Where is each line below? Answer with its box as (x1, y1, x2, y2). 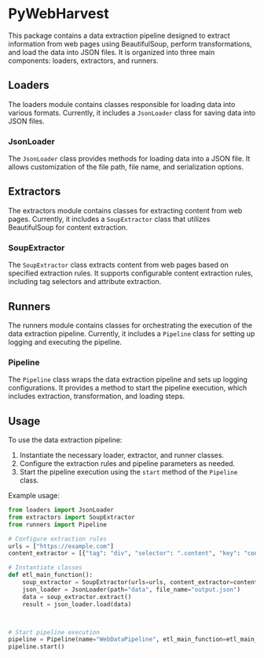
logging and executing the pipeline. (8, 337, 123, 346)
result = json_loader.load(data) (22, 600, 132, 608)
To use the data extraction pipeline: (8, 435, 123, 445)
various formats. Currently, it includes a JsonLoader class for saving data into (8, 108, 256, 117)
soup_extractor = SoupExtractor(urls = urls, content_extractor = (22, 579, 234, 586)
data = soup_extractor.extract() (22, 593, 132, 601)
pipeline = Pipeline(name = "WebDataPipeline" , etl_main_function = (8, 635, 226, 644)
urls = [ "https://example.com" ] (8, 542, 114, 550)
